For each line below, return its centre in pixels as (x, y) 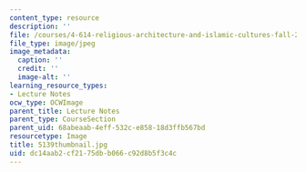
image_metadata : (40, 52)
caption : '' (41, 60)
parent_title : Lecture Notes (65, 111)
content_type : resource (55, 18)
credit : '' (38, 69)
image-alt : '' (44, 77)
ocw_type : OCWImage (46, 102)
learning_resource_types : (58, 86)
